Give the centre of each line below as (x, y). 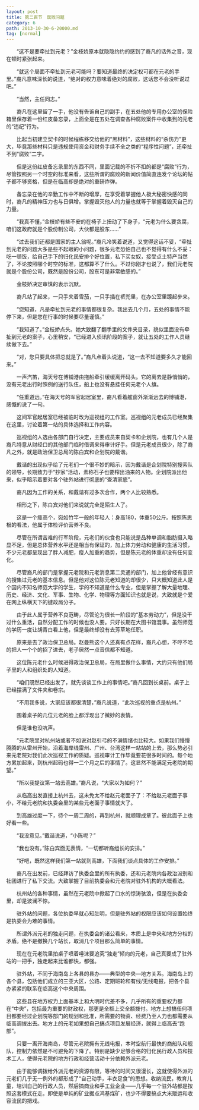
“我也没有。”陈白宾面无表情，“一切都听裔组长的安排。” (81, 848)
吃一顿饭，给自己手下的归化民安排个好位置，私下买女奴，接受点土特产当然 (97, 257)
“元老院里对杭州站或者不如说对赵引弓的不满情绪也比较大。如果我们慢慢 (103, 740)
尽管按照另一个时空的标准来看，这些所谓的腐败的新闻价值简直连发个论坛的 (97, 174)
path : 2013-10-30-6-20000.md (42, 28)
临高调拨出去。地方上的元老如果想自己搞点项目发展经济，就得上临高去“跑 (96, 1024)
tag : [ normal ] (24, 34)
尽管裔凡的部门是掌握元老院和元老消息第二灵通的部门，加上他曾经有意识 (105, 573)
